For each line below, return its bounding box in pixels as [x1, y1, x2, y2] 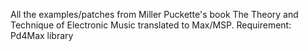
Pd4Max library [10, 30, 74, 41]
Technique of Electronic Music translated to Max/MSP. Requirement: [10, 19, 292, 31]
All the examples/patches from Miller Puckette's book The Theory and [10, 9, 299, 20]
